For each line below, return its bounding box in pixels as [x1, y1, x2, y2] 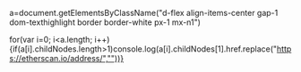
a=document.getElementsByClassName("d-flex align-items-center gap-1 [9, 8, 279, 18]
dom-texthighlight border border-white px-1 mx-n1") [9, 17, 202, 28]
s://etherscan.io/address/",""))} [9, 53, 124, 63]
